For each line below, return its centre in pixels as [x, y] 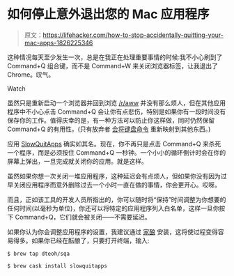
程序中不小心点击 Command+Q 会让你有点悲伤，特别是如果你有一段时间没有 [117, 112]
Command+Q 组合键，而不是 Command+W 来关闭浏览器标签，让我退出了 [112, 66]
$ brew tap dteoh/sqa [39, 254]
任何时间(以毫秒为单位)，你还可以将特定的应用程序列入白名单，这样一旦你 [113, 208]
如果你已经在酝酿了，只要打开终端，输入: [90, 240]
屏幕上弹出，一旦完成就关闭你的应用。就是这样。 [77, 161]
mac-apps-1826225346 [58, 43]
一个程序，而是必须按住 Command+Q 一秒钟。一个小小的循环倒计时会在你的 [117, 152]
